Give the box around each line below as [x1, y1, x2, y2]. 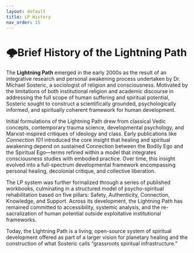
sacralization [6, 210, 37, 217]
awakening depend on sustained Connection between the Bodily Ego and [6, 143, 183, 150]
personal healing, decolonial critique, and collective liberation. [6, 167, 156, 175]
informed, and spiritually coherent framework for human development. [6, 107, 176, 114]
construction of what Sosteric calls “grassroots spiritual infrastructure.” [6, 240, 178, 247]
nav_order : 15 [6, 19, 41, 25]
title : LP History [6, 14, 51, 20]
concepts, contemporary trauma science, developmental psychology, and [6, 124, 185, 131]
